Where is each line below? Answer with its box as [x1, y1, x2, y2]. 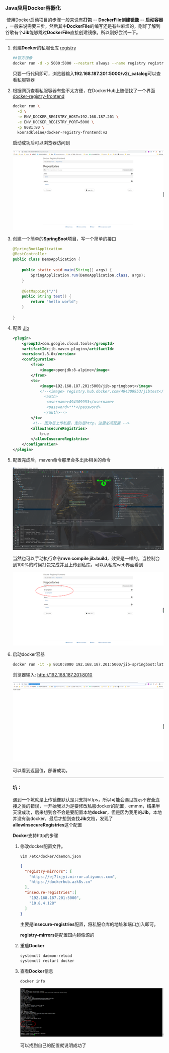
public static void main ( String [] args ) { [22, 268, 112, 273]
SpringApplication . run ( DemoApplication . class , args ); [31, 273, 146, 278]
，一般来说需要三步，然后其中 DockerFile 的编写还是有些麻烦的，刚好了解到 [5, 23, 161, 29]
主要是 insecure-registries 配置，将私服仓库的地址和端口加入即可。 [20, 921, 158, 927]
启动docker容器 [12, 651, 45, 657]
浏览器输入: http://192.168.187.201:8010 [12, 671, 93, 678]
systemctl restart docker [20, 958, 74, 963]
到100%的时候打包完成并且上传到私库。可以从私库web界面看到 [12, 561, 143, 567]
